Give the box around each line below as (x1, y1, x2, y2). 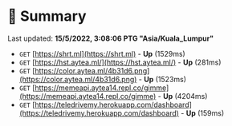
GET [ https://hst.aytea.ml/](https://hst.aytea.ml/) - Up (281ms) (18, 57, 222, 67)
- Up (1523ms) (138, 74, 186, 84)
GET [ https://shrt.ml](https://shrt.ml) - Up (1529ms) (18, 49, 185, 58)
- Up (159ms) (181, 108, 225, 118)
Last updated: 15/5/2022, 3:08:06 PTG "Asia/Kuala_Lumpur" (7, 33, 214, 43)
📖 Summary (7, 7, 87, 26)
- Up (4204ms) (157, 91, 208, 100)
